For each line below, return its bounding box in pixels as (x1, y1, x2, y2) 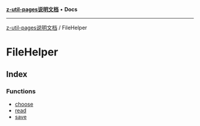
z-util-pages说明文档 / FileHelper (6, 24, 87, 31)
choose (14, 100, 34, 107)
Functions (6, 87, 36, 95)
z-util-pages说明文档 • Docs (6, 6, 78, 13)
